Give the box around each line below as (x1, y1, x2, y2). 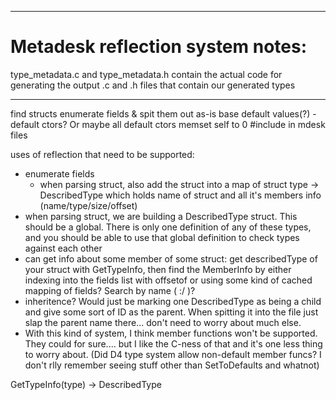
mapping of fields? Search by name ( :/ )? (24, 284, 196, 296)
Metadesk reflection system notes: (10, 36, 308, 58)
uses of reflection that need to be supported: (10, 148, 195, 160)
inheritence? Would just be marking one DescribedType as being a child (24, 295, 322, 307)
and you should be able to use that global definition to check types (24, 231, 300, 243)
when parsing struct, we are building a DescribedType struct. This (24, 210, 298, 222)
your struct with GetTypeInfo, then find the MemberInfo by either (24, 263, 292, 275)
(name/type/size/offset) (39, 199, 138, 211)
